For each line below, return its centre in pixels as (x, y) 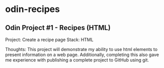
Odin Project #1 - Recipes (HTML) (58, 28)
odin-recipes (32, 9)
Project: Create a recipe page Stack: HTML (49, 39)
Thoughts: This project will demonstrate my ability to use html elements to (81, 49)
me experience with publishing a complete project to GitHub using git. (77, 60)
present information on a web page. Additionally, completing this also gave (82, 54)
